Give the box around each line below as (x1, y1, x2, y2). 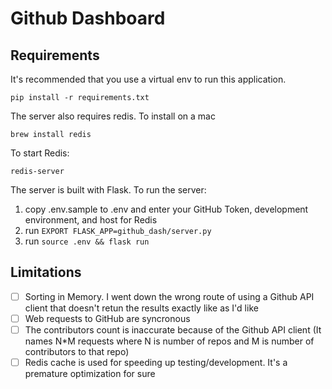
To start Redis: (10, 147, 70, 159)
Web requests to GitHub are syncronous (24, 312, 191, 324)
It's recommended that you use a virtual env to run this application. (10, 73, 287, 85)
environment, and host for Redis (24, 214, 158, 226)
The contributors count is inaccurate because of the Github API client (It (24, 323, 322, 336)
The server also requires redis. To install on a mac (10, 110, 216, 122)
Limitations (10, 264, 82, 281)
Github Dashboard (10, 7, 166, 30)
